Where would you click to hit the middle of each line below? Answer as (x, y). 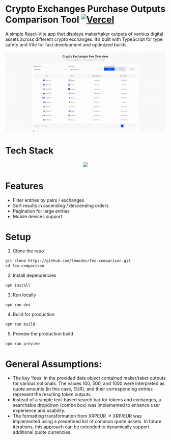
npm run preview (22, 344)
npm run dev (18, 305)
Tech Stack (30, 150)
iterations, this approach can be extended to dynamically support (81, 427)
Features (24, 186)
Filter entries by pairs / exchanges (48, 200)
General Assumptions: (54, 364)
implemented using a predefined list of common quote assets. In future (87, 422)
